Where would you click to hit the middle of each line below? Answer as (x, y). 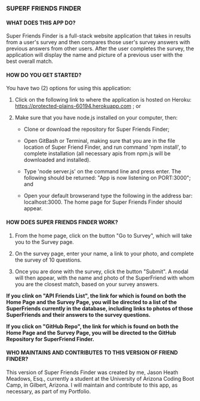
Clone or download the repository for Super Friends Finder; (97, 129)
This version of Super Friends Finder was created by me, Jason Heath (92, 372)
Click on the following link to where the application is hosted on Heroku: (103, 100)
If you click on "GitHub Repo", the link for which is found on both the (93, 326)
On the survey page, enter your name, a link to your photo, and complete (104, 253)
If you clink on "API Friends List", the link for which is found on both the (96, 296)
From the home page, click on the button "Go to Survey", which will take (103, 235)
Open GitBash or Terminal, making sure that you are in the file (99, 141)
